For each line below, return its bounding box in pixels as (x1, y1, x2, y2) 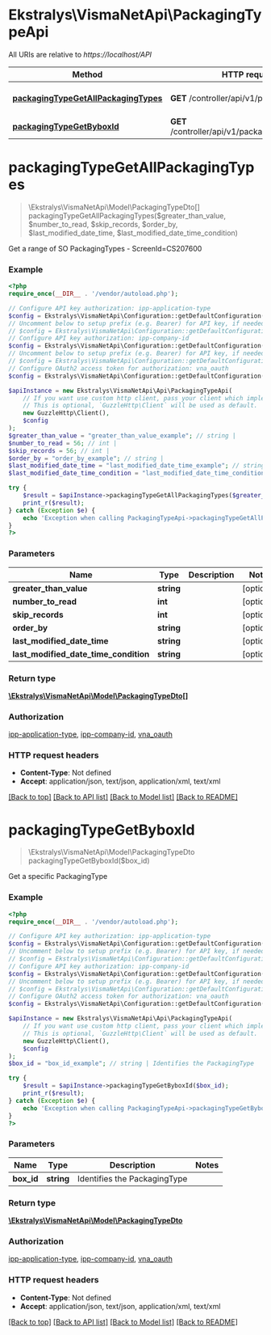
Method (72, 69, 103, 80)
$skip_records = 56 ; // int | (8, 446, 110, 454)
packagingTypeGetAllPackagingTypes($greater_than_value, (27, 210, 226, 220)
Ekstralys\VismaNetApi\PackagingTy (8, 6, 262, 24)
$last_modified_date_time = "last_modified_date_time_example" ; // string (8, 462, 265, 470)
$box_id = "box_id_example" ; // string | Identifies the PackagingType (8, 1059, 254, 1068)
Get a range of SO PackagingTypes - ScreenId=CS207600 (8, 243, 202, 253)
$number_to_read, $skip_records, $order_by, (27, 219, 178, 229)
